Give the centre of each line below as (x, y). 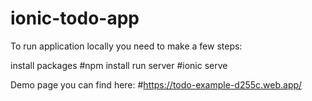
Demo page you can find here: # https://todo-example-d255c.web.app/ (156, 84)
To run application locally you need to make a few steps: (126, 46)
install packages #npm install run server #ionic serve (119, 65)
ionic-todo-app (75, 18)
